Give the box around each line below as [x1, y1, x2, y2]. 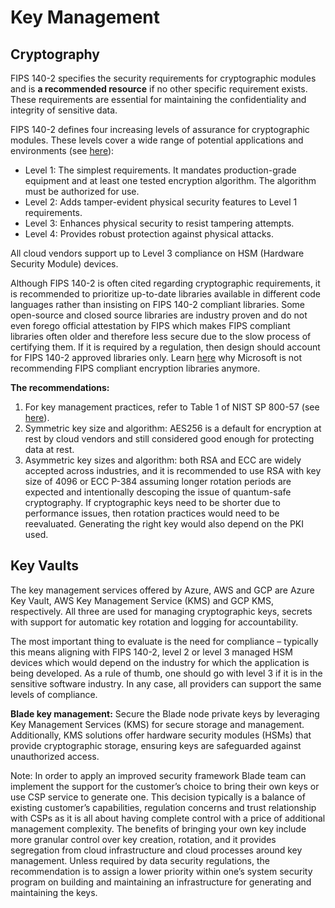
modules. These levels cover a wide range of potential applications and [10, 134, 304, 146]
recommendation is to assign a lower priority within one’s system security [10, 865, 313, 877]
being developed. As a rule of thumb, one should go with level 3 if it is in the [10, 667, 323, 679]
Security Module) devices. [10, 258, 119, 270]
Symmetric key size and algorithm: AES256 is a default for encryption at [24, 422, 322, 434]
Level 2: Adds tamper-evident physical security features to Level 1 [24, 196, 298, 208]
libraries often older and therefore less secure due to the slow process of [10, 331, 312, 342]
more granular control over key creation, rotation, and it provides [10, 833, 277, 845]
